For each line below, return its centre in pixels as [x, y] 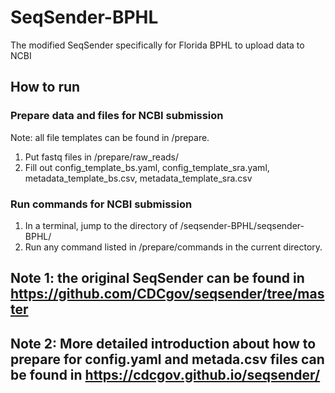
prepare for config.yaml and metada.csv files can [167, 359]
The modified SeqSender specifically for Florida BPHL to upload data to [157, 45]
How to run [45, 87]
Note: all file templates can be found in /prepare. [110, 137]
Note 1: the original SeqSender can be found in [157, 278]
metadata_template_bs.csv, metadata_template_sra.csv [138, 178]
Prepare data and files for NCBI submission [117, 116]
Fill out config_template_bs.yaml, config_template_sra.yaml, [147, 167]
